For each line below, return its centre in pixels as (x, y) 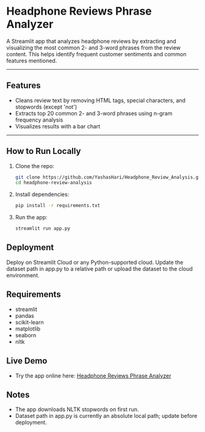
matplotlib (28, 329)
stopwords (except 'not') (46, 107)
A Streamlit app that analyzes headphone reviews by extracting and (91, 41)
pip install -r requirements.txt (58, 206)
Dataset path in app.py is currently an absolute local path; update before (106, 416)
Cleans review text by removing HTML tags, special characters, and (100, 100)
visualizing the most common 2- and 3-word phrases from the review (94, 48)
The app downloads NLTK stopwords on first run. (77, 409)
